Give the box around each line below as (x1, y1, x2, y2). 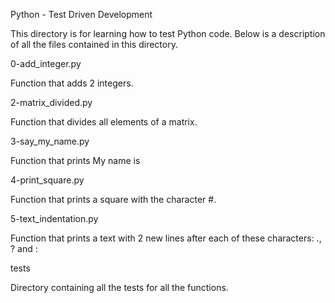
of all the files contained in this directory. (10, 39, 178, 50)
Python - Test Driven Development (10, 9, 153, 20)
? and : (10, 243, 38, 254)
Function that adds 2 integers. (10, 77, 134, 89)
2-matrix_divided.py (10, 97, 93, 108)
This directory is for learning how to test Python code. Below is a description (10, 28, 326, 39)
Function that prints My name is (10, 155, 141, 166)
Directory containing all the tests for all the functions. (10, 282, 229, 293)
